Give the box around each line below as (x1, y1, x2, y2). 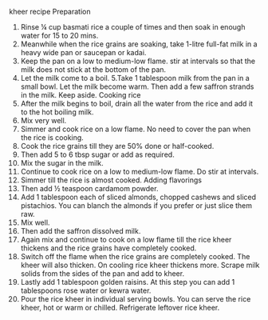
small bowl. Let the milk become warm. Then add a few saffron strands (20, 82, 254, 91)
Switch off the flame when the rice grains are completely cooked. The (20, 252, 250, 261)
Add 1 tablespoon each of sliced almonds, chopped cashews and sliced (20, 192, 256, 202)
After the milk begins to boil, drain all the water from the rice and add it (20, 99, 254, 108)
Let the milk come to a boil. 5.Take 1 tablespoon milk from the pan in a (20, 74, 250, 82)
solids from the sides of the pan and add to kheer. (20, 269, 185, 278)
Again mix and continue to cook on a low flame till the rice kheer (20, 235, 232, 244)
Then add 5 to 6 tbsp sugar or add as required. (20, 150, 175, 159)
